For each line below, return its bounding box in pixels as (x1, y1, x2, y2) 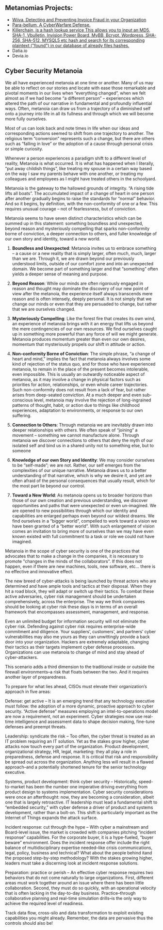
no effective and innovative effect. (5, 568, 74, 574)
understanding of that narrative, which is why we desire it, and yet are (12, 472, 152, 478)
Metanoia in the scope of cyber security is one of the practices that (5, 548, 140, 554)
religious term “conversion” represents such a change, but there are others (5, 135, 155, 141)
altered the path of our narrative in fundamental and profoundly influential (5, 100, 152, 106)
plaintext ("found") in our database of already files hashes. (12, 42, 130, 48)
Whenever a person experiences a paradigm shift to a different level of (5, 155, 147, 161)
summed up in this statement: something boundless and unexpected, (5, 220, 143, 226)
